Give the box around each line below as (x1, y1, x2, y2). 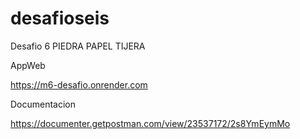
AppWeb (10, 59, 46, 71)
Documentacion (10, 98, 77, 110)
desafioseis (10, 7, 110, 30)
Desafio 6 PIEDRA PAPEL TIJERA (10, 40, 146, 52)
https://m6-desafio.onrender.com (10, 78, 148, 91)
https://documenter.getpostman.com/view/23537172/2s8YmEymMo (10, 117, 291, 129)
